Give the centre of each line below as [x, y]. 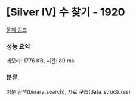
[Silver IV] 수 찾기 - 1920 [66, 12]
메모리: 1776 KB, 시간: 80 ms [40, 61]
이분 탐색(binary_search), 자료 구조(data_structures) [69, 91]
